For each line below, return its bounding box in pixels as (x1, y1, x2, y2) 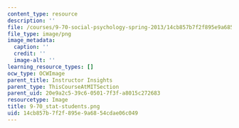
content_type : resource (7, 10, 78, 18)
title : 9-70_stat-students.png (7, 103, 100, 110)
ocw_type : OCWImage (7, 70, 65, 77)
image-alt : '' (14, 57, 55, 64)
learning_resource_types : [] (7, 63, 94, 70)
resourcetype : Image (7, 97, 69, 104)
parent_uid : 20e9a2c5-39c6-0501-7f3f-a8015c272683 (7, 90, 161, 97)
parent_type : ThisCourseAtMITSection (7, 83, 119, 90)
